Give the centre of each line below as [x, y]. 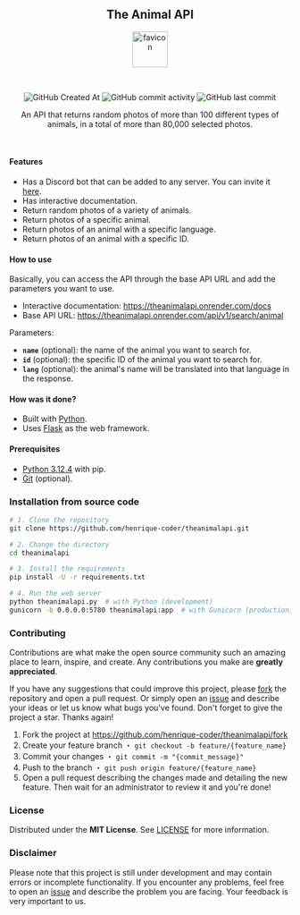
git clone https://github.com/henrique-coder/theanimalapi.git [129, 528]
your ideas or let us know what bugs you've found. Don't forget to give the [146, 708]
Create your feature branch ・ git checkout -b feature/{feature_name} [154, 745]
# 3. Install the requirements [67, 569]
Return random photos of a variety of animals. [107, 210]
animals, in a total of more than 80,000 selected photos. [150, 123]
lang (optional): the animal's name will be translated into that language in [156, 369]
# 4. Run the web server [55, 594]
